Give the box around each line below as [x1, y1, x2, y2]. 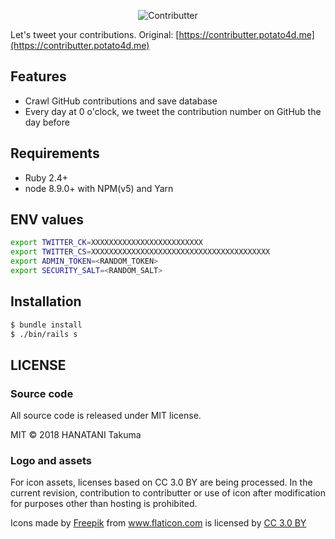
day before [24, 116, 70, 128]
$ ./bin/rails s [10, 329, 78, 339]
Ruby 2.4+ [24, 171, 69, 184]
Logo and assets [10, 454, 92, 468]
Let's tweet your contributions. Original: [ [10, 29, 180, 40]
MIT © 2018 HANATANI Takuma [10, 429, 142, 441]
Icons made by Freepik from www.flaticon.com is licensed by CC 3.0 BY [10, 517, 307, 529]
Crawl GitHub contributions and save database [24, 95, 218, 107]
